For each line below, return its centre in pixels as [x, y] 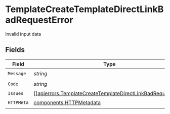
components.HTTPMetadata [67, 103]
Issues [16, 93]
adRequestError [39, 20]
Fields [15, 50]
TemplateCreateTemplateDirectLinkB [84, 9]
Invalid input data [23, 34]
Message [17, 74]
